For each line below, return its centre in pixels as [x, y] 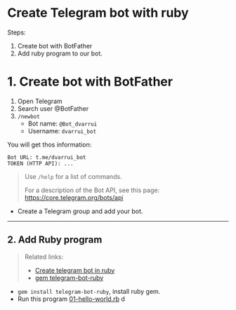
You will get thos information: [50, 144]
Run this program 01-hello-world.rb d [71, 299]
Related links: [44, 257]
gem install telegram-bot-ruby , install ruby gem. [89, 291]
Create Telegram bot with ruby [98, 13]
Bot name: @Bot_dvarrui [63, 123]
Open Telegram [40, 101]
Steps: [17, 32]
